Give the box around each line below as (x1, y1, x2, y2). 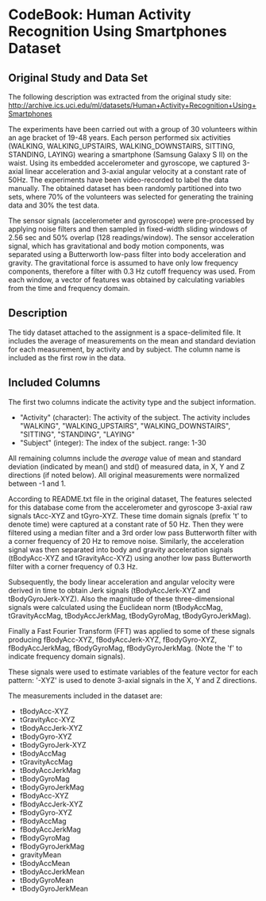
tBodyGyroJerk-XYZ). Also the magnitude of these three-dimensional (8, 594, 235, 604)
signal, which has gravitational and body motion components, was (8, 241, 225, 250)
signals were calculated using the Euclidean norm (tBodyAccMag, (8, 602, 223, 612)
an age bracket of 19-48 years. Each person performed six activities (8, 133, 231, 142)
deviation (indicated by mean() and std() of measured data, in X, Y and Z (8, 461, 245, 471)
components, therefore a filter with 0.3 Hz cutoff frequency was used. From (8, 266, 256, 276)
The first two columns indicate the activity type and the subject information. (8, 397, 256, 406)
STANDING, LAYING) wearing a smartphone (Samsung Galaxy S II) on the (8, 150, 249, 159)
